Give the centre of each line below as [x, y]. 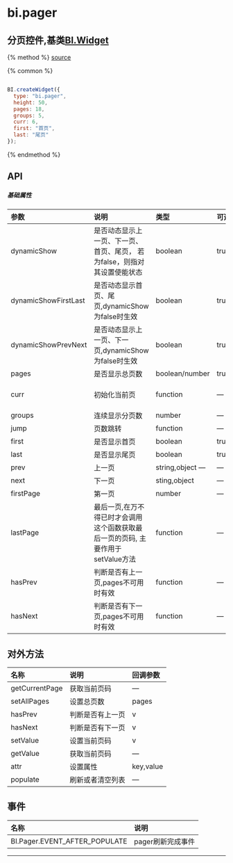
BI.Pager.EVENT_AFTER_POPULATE [69, 841]
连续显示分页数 [118, 416]
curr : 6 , [26, 122]
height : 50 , [31, 102]
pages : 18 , [29, 109]
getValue [25, 754]
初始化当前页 [114, 395]
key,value [147, 766]
